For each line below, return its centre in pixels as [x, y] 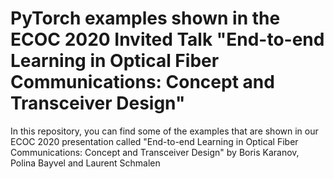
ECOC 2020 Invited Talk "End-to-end [167, 39]
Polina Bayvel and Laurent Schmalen [85, 163]
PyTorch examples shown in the [145, 18]
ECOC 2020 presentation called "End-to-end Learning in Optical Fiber [154, 141]
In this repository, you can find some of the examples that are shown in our [164, 131]
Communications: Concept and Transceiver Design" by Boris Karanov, [155, 152]
